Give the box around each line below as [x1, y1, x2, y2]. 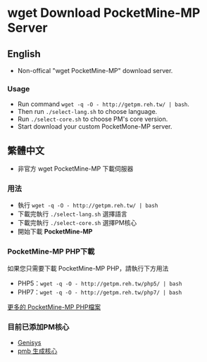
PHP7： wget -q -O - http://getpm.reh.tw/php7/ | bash [17, 287, 182, 296]
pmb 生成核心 [17, 347, 58, 355]
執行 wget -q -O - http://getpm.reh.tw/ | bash [17, 201, 158, 209]
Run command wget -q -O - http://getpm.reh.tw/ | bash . [17, 100, 190, 108]
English [7, 48, 41, 60]
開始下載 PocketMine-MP [17, 227, 93, 236]
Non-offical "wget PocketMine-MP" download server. [17, 67, 173, 75]
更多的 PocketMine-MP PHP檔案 [7, 302, 101, 311]
